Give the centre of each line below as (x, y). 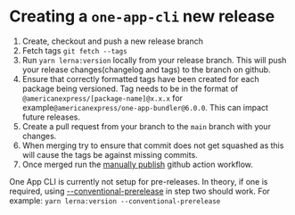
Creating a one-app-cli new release (142, 17)
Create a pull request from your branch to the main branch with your (147, 126)
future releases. (51, 117)
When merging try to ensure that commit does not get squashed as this (153, 145)
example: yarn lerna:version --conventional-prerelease (115, 200)
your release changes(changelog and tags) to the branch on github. (146, 70)
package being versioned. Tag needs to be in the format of (130, 88)
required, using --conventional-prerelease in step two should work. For (139, 191)
